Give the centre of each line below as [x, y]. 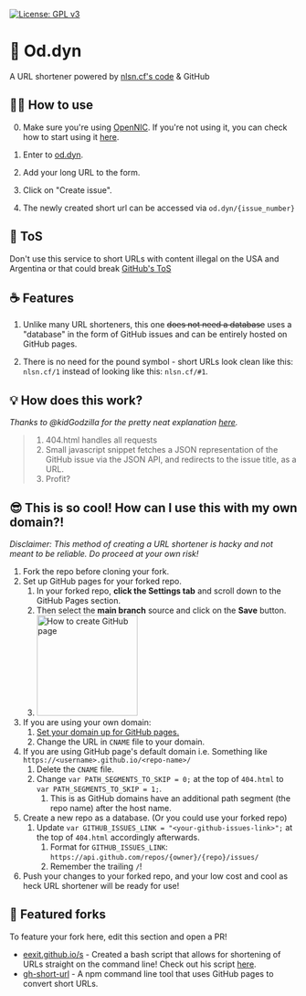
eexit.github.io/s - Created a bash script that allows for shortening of [152, 954]
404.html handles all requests [101, 440]
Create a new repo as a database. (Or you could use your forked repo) [155, 818]
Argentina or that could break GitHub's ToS [90, 268]
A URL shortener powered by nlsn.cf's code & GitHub [110, 76]
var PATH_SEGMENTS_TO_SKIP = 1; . [99, 788]
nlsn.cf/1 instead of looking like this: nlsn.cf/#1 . [115, 371]
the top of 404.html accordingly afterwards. [118, 837]
